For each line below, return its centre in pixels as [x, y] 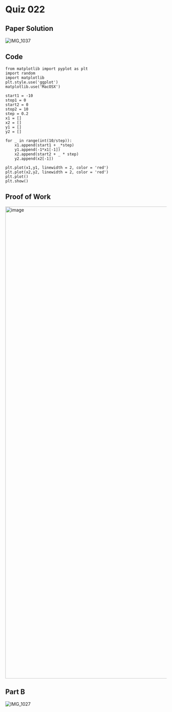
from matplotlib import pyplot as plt [47, 69]
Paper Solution [29, 29]
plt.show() [17, 181]
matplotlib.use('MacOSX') [33, 87]
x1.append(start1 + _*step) [44, 145]
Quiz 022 [25, 10]
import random [20, 73]
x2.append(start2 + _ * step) [47, 154]
